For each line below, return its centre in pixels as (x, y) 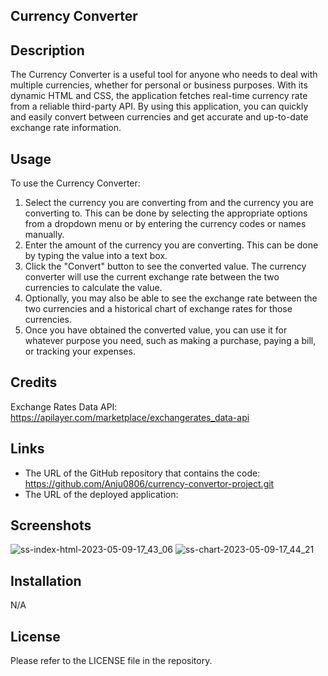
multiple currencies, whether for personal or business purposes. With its (159, 85)
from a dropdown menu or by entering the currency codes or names (165, 224)
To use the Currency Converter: (75, 183)
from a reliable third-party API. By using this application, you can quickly (159, 106)
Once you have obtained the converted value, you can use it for (156, 330)
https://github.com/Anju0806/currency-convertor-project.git (149, 483)
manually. (44, 235)
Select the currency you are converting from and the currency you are (169, 203)
